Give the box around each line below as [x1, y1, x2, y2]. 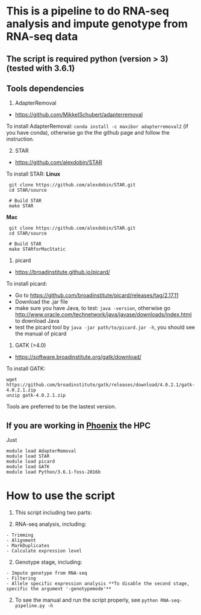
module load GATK [6, 464, 50, 470]
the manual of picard [14, 330, 67, 337]
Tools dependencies [6, 83, 84, 94]
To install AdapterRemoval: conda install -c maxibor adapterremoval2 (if [6, 123, 188, 130]
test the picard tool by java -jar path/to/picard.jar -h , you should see [14, 323, 196, 331]
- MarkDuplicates [6, 543, 50, 549]
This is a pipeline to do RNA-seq [6, 4, 170, 18]
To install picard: [6, 280, 48, 287]
